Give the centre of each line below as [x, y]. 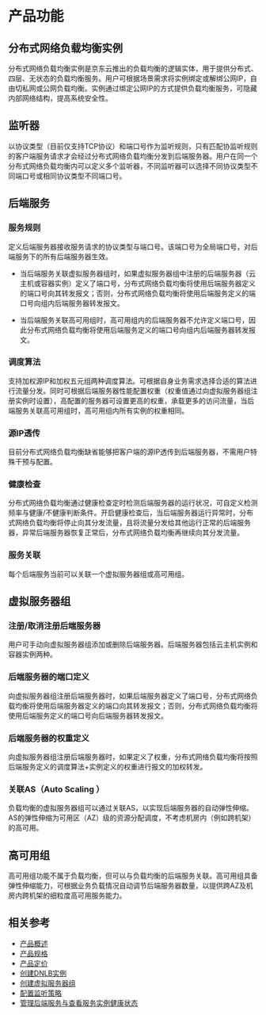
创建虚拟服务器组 [47, 983]
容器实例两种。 [32, 654]
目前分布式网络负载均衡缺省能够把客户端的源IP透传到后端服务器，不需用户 [129, 452]
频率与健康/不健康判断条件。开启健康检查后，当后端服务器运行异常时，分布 [131, 513]
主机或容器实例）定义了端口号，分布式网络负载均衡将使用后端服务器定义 [137, 283]
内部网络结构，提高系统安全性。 [60, 98]
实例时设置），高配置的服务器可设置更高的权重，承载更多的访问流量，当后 [135, 400]
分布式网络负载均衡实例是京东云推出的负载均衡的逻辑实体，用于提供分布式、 [133, 69]
